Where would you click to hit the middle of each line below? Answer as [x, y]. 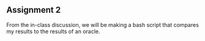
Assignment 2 [34, 10]
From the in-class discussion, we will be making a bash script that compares [102, 24]
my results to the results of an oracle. [53, 31]
